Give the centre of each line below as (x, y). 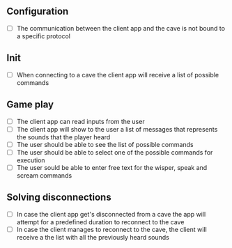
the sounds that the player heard (63, 137)
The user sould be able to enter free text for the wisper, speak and (112, 167)
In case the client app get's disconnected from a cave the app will (111, 214)
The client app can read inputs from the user (80, 121)
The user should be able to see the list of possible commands (105, 144)
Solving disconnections (59, 197)
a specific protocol (44, 36)
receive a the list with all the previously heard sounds (93, 237)
